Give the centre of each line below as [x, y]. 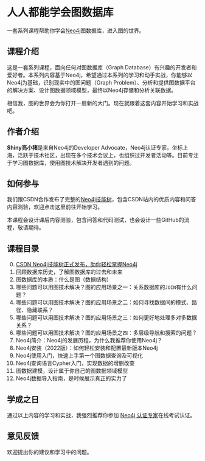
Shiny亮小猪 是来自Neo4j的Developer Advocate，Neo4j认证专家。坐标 [95, 147]
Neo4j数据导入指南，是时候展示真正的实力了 [71, 378]
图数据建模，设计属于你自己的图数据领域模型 [72, 371]
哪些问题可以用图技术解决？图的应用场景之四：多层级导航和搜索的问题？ [106, 333]
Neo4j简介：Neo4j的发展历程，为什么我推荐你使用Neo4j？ [89, 341]
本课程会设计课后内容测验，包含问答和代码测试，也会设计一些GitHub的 [96, 220]
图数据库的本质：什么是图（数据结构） [64, 280]
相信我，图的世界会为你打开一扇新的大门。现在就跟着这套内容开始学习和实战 [103, 103]
